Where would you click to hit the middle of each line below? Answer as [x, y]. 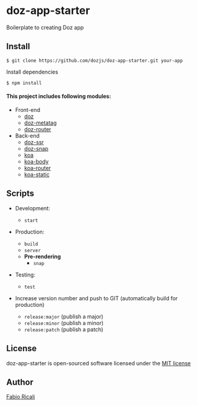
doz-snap [36, 148]
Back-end [27, 136]
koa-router [38, 168]
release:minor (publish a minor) [64, 323]
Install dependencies [32, 72]
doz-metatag [40, 123]
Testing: [25, 275]
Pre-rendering [42, 256]
